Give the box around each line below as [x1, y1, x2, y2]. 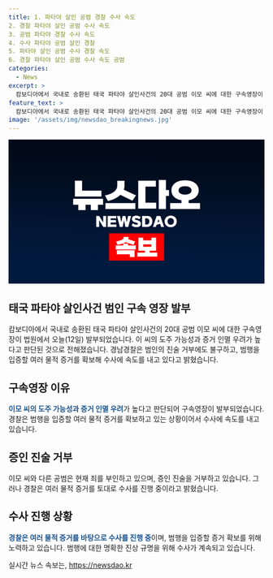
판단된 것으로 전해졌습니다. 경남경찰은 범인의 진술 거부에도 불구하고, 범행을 [23, 345, 260, 355]
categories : [8, 65, 49, 73]
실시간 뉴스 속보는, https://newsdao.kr [8, 560, 132, 570]
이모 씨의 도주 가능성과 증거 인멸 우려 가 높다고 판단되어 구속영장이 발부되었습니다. [8, 404, 265, 414]
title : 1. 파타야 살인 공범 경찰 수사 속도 [8, 13, 136, 21]
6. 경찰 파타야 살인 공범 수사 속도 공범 [8, 56, 125, 64]
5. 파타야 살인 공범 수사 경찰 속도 [8, 47, 110, 56]
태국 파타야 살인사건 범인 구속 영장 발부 [8, 301, 191, 316]
